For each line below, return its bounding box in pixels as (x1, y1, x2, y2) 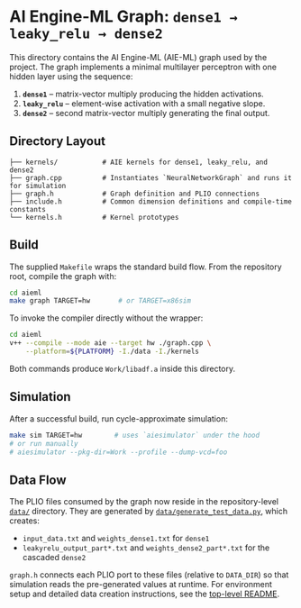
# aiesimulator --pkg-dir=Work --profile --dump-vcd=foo (9, 448, 228, 457)
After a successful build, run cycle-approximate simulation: (9, 413, 228, 424)
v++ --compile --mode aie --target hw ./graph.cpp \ (9, 339, 212, 348)
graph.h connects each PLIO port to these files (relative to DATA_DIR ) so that (9, 569, 289, 580)
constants (9, 204, 47, 213)
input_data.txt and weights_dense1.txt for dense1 (22, 533, 210, 544)
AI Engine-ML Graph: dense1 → (9, 6, 238, 27)
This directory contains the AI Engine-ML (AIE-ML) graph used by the (9, 51, 268, 62)
